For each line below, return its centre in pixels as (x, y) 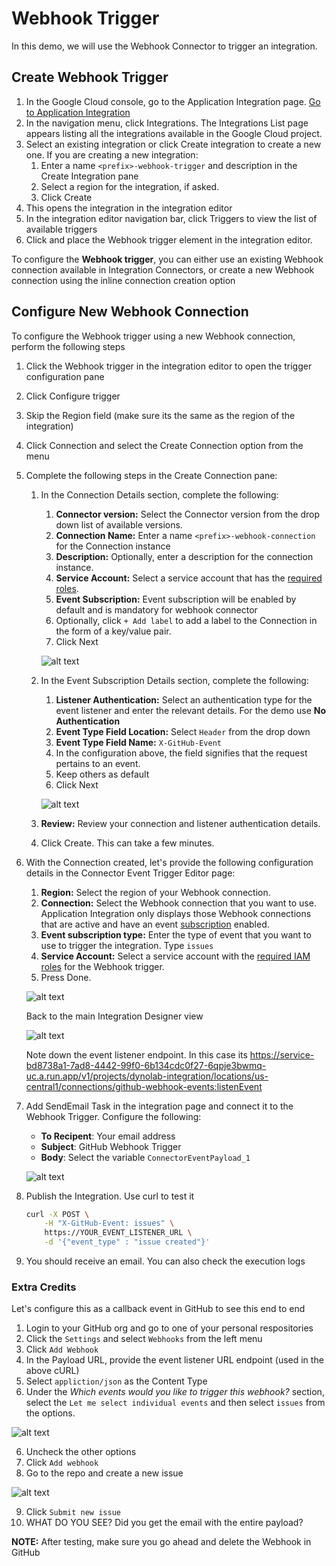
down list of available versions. (119, 524)
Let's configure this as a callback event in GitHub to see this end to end (158, 1309)
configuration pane (65, 376)
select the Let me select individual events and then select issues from (175, 1403)
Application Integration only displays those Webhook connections (176, 913)
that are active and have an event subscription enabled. (155, 924)
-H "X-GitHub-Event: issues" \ (109, 1223)
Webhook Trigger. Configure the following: (113, 1116)
